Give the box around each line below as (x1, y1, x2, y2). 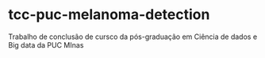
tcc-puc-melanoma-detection (8, 6, 210, 24)
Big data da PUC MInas (8, 40, 84, 49)
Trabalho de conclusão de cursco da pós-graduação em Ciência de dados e (8, 32, 258, 41)
